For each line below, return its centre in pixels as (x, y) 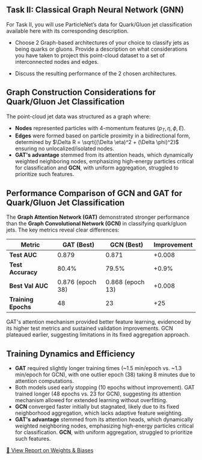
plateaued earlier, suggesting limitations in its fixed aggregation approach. (98, 335)
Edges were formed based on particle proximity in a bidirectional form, (103, 136)
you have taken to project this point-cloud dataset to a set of (90, 55)
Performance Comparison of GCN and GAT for (94, 193)
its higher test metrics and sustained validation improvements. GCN (90, 329)
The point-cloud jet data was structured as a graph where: (78, 116)
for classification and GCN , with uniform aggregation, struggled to (97, 168)
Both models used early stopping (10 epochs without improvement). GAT (105, 388)
